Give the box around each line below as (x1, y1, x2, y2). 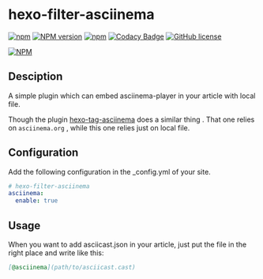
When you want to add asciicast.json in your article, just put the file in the (8, 239, 247, 249)
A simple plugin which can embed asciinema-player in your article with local (8, 91, 256, 100)
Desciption (8, 70, 63, 84)
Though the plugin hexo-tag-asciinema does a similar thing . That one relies (8, 115, 255, 124)
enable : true (15, 197, 58, 205)
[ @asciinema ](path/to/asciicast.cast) (8, 263, 136, 271)
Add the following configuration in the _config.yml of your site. (8, 167, 211, 176)
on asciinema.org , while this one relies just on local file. (8, 123, 190, 132)
